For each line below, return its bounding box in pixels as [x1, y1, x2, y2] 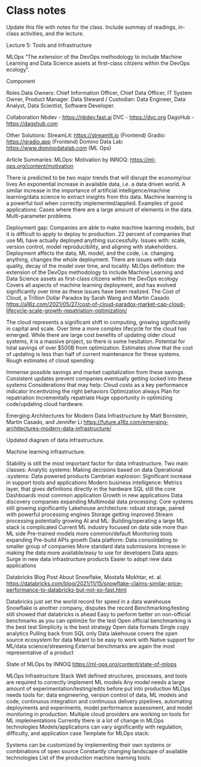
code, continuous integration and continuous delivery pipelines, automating [6, 697, 193, 705]
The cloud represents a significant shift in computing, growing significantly [6, 318, 191, 326]
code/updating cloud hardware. [6, 400, 84, 407]
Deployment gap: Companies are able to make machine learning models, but [6, 223, 195, 231]
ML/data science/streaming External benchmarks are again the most [6, 642, 175, 649]
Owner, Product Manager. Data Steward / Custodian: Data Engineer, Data [6, 95, 186, 103]
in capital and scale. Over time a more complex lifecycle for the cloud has [6, 325, 187, 332]
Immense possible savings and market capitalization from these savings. [6, 368, 185, 375]
